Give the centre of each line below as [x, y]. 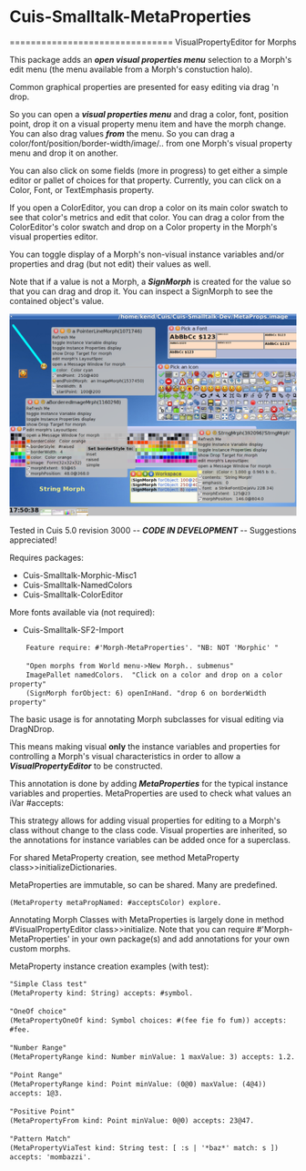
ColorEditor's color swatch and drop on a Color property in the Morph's [143, 227]
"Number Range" [38, 1048]
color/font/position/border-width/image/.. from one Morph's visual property [151, 143]
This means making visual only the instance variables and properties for [145, 746]
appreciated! [33, 540]
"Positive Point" [42, 1111]
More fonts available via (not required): [82, 612]
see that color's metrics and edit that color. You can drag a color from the [147, 217]
